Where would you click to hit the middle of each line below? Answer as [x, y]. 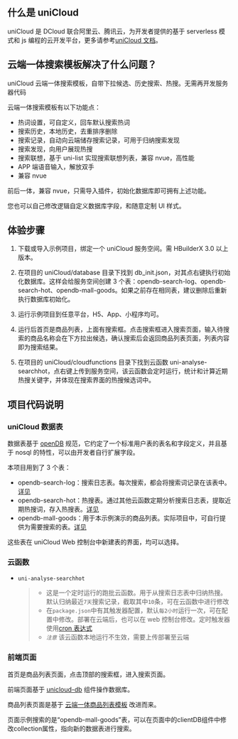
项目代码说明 [36, 405]
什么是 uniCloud [43, 13]
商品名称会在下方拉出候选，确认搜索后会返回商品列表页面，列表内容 [130, 338]
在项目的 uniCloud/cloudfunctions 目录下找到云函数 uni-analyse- [112, 362]
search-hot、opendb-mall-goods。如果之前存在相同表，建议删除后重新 [122, 291]
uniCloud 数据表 [35, 426]
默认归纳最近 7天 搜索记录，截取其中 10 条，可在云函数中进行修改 [137, 602]
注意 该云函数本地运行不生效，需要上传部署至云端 [118, 637]
